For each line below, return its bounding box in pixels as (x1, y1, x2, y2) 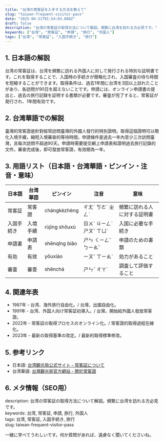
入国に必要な (119, 220, 149, 227)
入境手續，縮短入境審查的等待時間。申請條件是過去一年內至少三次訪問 (9, 134, 150, 140)
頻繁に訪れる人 (119, 204, 154, 210)
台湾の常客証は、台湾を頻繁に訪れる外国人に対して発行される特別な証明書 (5, 68, 155, 73)
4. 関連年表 (5, 288, 39, 296)
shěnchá (44, 266, 64, 273)
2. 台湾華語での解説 (5, 114, 64, 122)
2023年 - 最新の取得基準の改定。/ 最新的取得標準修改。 (12, 332, 124, 338)
